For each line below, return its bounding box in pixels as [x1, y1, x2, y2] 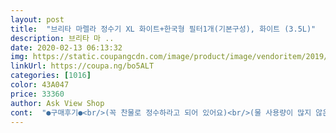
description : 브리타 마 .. [10, 33, 115, 43]
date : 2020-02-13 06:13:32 [10, 42, 123, 53]
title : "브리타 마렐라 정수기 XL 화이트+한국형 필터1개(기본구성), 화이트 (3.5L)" [10, 24, 317, 34]
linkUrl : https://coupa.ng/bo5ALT [10, 61, 155, 71]
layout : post [10, 14, 65, 25]
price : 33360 [10, 89, 65, 99]
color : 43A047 [10, 80, 70, 90]
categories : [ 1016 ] [10, 71, 92, 81]
